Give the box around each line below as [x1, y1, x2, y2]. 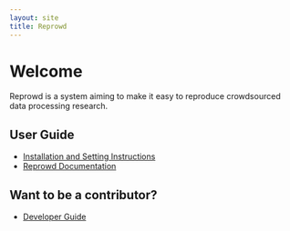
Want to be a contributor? [9, 187, 158, 203]
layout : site [9, 13, 59, 23]
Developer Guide [22, 211, 87, 223]
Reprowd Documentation [22, 161, 117, 172]
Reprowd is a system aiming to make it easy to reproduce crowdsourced [9, 91, 281, 102]
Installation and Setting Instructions [22, 151, 156, 162]
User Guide [9, 126, 75, 142]
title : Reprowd [9, 22, 67, 31]
